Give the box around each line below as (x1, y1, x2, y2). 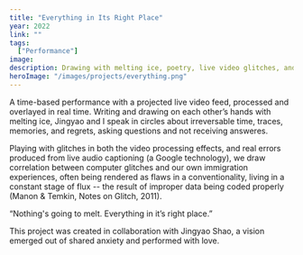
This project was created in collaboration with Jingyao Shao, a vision (9, 225, 265, 236)
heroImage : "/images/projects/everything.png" (9, 72, 188, 81)
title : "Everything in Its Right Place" (9, 13, 164, 23)
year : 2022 (9, 22, 50, 31)
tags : (9, 38, 30, 48)
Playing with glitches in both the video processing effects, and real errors (9, 142, 281, 153)
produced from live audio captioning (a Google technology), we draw (9, 152, 266, 163)
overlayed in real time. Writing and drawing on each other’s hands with (9, 105, 271, 117)
